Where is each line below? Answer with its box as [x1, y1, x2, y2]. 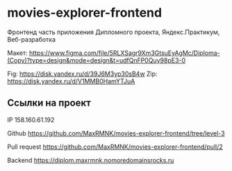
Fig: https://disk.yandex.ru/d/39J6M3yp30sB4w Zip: [7, 70, 158, 78]
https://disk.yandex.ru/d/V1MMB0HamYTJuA [7, 76, 135, 85]
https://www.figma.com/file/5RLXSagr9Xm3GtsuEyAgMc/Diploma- [28, 49, 220, 57]
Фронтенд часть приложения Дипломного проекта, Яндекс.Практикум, [7, 28, 220, 36]
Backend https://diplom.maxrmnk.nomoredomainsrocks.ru [7, 156, 174, 164]
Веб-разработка [7, 35, 56, 43]
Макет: [7, 49, 28, 57]
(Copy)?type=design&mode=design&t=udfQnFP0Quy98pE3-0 [7, 56, 186, 64]
